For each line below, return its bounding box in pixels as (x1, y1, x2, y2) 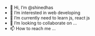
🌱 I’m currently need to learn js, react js (9, 15, 90, 20)
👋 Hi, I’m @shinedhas (9, 5, 53, 10)
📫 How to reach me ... (9, 26, 56, 31)
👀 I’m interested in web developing (9, 10, 81, 16)
